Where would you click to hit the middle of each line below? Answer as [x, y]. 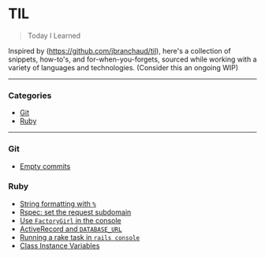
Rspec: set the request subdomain [75, 212]
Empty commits [45, 166]
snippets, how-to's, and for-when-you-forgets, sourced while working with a [132, 59]
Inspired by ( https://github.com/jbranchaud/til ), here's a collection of [119, 50]
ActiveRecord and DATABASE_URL [71, 229]
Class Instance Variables [60, 245]
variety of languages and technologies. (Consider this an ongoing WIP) [123, 67]
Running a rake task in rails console [80, 237]
